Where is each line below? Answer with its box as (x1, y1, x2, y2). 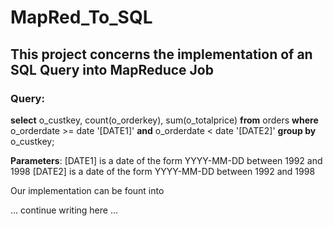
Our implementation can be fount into (10, 184, 165, 196)
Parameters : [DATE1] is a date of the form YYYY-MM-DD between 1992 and (10, 154, 323, 166)
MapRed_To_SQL (10, 6, 153, 29)
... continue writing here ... (10, 204, 119, 216)
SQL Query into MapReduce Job (10, 61, 214, 78)
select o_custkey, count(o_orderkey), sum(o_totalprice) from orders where (10, 114, 319, 126)
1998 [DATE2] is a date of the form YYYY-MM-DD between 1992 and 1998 (10, 165, 316, 177)
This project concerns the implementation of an (10, 46, 313, 63)
